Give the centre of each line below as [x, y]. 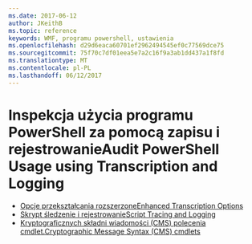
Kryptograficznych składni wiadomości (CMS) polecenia [113, 222]
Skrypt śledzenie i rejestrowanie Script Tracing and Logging [118, 214]
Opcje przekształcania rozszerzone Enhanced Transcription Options [131, 205]
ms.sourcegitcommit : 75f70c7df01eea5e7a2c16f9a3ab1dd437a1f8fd [116, 53]
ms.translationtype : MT [48, 61]
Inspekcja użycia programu [101, 115]
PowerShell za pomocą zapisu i [114, 132]
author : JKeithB [35, 23]
